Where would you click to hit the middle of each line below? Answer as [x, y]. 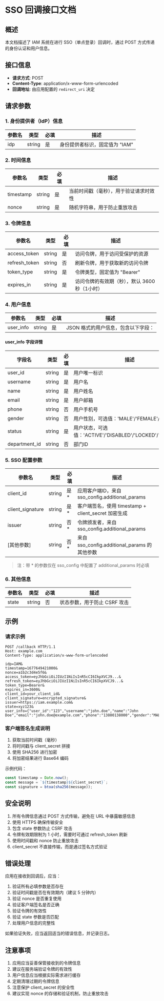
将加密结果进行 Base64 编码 [40, 758]
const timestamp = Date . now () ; [37, 778]
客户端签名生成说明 [28, 728]
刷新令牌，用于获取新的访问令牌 [112, 263]
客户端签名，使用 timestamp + [112, 506]
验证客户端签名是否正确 [36, 905]
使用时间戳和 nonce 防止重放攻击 [45, 840]
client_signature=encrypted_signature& [46, 698]
